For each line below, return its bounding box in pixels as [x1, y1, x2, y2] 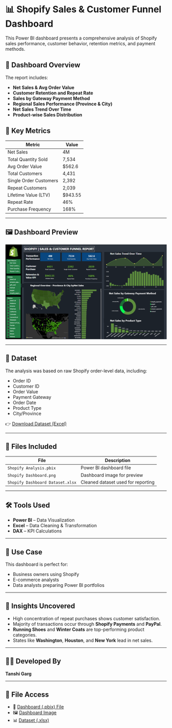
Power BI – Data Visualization [12, 517, 75, 523]
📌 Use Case [5, 547, 42, 557]
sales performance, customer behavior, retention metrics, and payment [5, 40, 156, 46]
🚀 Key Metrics [5, 126, 51, 136]
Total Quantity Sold [7, 156, 48, 162]
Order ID [12, 377, 31, 384]
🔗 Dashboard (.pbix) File [12, 704, 64, 710]
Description [104, 457, 131, 464]
